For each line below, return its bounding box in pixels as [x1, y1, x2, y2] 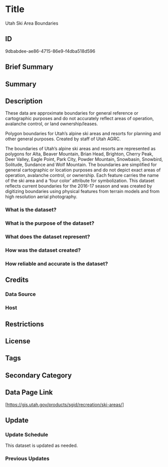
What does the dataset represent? [5, 233, 90, 240]
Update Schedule [5, 431, 49, 438]
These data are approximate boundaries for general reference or [5, 110, 139, 116]
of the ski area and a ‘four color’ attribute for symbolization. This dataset [5, 177, 155, 184]
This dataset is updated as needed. [5, 442, 78, 448]
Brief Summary [5, 63, 54, 71]
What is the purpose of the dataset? [5, 220, 94, 227]
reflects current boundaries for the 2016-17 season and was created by [5, 183, 152, 189]
